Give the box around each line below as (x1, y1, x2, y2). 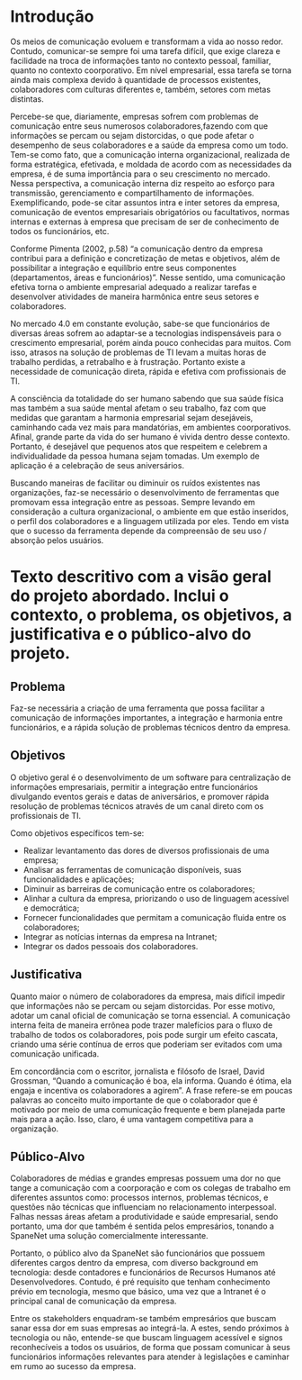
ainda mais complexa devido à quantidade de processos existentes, (10, 74, 262, 85)
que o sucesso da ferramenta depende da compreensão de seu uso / (10, 525, 268, 536)
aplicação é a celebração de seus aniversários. (10, 459, 185, 470)
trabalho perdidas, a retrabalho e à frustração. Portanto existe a (10, 356, 246, 367)
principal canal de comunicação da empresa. (10, 1295, 177, 1307)
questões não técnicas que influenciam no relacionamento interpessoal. (10, 1202, 277, 1212)
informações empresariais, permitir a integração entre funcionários (10, 781, 259, 792)
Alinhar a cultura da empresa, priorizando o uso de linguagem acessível (22, 893, 289, 903)
